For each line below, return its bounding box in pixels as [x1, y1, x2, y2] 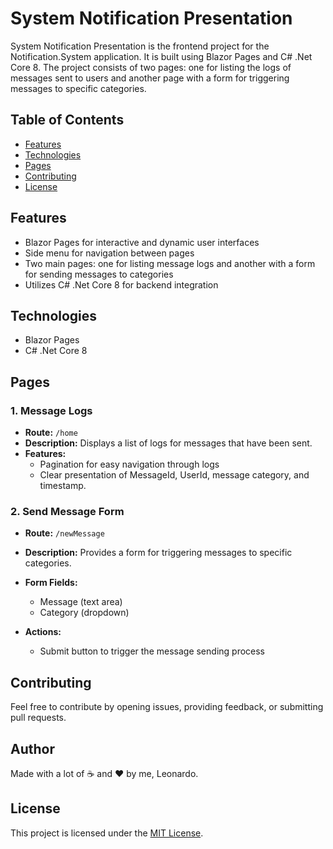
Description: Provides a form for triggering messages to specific [24, 547, 293, 559]
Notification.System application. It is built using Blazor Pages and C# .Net [10, 50, 313, 62]
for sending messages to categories [24, 268, 174, 280]
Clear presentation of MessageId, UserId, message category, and [39, 469, 310, 481]
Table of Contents [10, 112, 125, 129]
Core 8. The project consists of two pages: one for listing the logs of [10, 61, 292, 73]
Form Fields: [24, 577, 78, 589]
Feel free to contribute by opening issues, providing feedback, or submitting [10, 701, 324, 713]
